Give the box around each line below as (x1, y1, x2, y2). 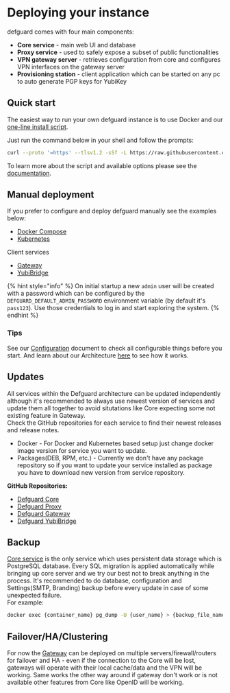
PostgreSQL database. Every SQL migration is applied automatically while (7, 562, 214, 570)
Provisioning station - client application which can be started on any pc (16, 70, 220, 78)
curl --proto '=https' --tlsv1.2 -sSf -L (7, 149, 127, 156)
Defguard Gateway (16, 509, 71, 517)
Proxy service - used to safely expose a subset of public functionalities (16, 48, 219, 56)
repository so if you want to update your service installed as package (16, 461, 212, 469)
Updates (7, 371, 44, 383)
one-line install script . (7, 122, 68, 131)
